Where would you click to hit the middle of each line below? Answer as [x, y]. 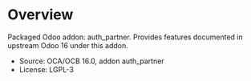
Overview [40, 15]
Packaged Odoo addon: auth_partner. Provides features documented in [125, 37]
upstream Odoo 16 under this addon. [68, 45]
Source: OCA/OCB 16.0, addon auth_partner [92, 61]
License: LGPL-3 [46, 69]
